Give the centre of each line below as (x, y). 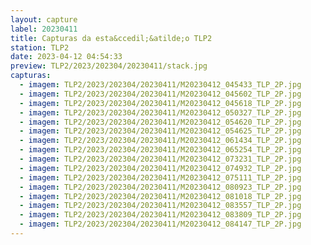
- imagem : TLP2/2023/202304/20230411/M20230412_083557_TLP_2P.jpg (160, 206)
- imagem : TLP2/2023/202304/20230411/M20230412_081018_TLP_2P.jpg (160, 196)
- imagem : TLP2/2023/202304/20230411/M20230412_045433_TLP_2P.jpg (160, 85)
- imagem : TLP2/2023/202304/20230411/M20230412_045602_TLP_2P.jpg (160, 94)
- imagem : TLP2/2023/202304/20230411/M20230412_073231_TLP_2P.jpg (160, 159)
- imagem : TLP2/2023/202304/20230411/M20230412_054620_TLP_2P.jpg (160, 122)
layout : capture (44, 19)
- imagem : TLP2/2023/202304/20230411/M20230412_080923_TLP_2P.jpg (160, 187)
